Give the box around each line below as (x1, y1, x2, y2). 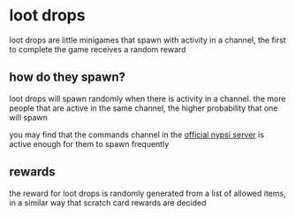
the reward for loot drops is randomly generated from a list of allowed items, (9, 188, 286, 198)
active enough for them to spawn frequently (9, 138, 170, 149)
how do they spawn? (9, 70, 126, 85)
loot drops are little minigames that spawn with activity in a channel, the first (9, 35, 287, 45)
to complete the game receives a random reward (9, 43, 186, 54)
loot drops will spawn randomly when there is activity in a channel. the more (9, 93, 286, 104)
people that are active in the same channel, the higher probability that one (9, 103, 278, 113)
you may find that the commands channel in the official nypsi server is (9, 129, 265, 140)
